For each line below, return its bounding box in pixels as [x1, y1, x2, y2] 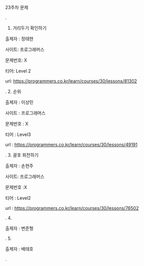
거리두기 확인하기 [12, 25, 47, 31]
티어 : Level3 [5, 131, 31, 138]
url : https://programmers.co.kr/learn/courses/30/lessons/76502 [5, 205, 139, 211]
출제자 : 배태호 [5, 246, 34, 252]
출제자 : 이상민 [5, 99, 34, 105]
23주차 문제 [5, 5, 29, 10]
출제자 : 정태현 [5, 36, 34, 41]
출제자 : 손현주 [5, 163, 34, 168]
